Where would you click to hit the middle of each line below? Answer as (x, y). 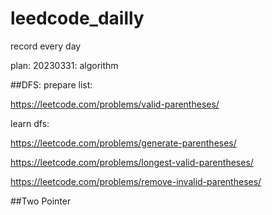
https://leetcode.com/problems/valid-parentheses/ (115, 104)
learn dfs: (30, 123)
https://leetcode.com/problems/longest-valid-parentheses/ (132, 162)
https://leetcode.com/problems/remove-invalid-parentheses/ (136, 181)
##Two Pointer (41, 201)
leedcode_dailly (77, 18)
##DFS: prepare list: (51, 84)
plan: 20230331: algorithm (64, 65)
